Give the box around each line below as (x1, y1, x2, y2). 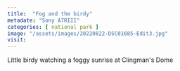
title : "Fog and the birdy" (7, 10, 93, 18)
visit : (7, 37, 27, 44)
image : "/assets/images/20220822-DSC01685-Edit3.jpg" (7, 30, 169, 37)
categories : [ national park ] (7, 23, 99, 30)
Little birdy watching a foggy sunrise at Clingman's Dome (7, 56, 174, 64)
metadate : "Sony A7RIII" (7, 17, 80, 24)
